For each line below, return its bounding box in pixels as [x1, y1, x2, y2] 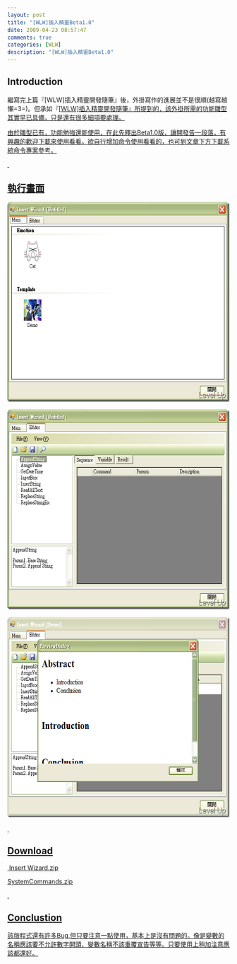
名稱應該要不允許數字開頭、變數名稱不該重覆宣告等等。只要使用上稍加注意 [7, 940, 224, 948]
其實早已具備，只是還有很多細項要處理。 [7, 113, 125, 122]
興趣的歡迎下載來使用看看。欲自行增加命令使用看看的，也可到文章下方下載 [7, 137, 224, 145]
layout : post [7, 11, 46, 18]
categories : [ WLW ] [7, 41, 61, 49]
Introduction [7, 76, 63, 88]
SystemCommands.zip [7, 878, 73, 886]
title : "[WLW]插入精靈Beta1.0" [7, 18, 95, 26]
